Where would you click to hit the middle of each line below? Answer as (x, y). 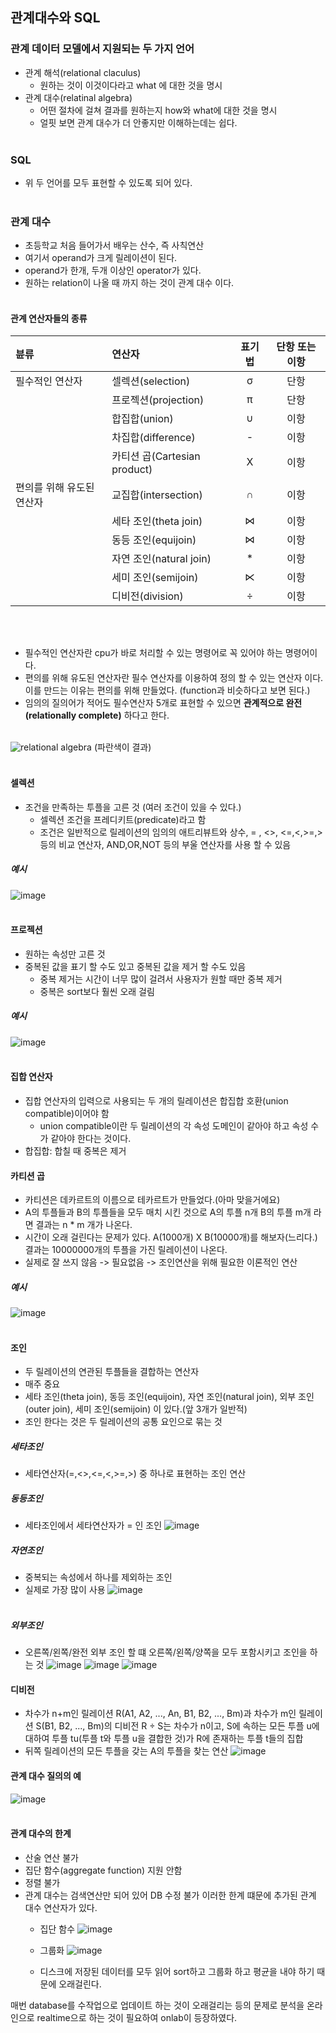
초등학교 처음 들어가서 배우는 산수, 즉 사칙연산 (114, 245)
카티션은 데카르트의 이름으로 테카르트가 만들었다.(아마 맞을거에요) (152, 1200)
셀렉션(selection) (151, 381)
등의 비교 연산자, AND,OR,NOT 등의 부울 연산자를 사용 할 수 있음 (165, 844)
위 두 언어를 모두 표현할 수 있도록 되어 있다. (108, 182)
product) (132, 470)
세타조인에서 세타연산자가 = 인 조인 (93, 1525)
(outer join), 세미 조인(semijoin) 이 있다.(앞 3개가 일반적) (136, 1409)
